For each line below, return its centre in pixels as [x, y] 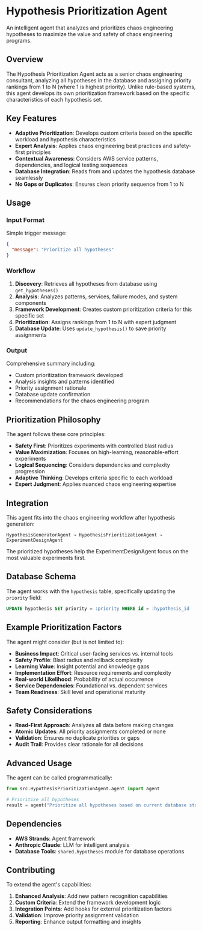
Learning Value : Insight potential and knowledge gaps [82, 666]
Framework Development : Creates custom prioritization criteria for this [103, 309]
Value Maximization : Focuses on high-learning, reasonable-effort [96, 452]
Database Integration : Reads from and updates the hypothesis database [105, 171]
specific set [29, 316]
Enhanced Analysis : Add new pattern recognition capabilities [91, 896]
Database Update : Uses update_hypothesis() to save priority [90, 328]
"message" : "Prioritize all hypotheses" [63, 250]
